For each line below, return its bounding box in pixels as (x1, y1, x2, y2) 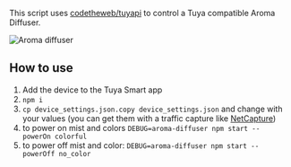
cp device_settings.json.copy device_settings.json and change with (21, 103, 283, 114)
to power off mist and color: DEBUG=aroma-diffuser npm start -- (21, 139, 260, 151)
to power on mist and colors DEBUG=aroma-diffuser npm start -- (21, 122, 261, 133)
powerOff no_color (21, 149, 91, 158)
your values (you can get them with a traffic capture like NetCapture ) (21, 112, 277, 124)
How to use (9, 60, 73, 75)
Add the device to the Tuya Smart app (21, 84, 163, 95)
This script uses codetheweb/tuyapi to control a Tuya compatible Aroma (9, 8, 276, 18)
